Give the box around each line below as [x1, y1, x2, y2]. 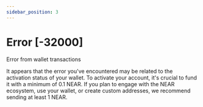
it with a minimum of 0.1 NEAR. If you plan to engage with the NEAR [6, 80, 175, 87]
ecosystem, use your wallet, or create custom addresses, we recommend [6, 87, 191, 94]
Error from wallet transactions [6, 56, 81, 63]
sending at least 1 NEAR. [6, 93, 68, 101]
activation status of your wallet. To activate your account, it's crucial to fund [6, 74, 197, 81]
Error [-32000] [6, 35, 84, 49]
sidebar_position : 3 [6, 9, 59, 15]
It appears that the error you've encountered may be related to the [6, 67, 173, 75]
